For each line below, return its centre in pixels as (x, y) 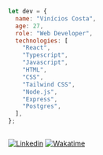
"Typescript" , (45, 55)
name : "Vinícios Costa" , (56, 18)
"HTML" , (35, 70)
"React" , (37, 48)
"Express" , (40, 99)
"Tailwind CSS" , (49, 84)
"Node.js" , (40, 92)
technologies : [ (42, 41)
